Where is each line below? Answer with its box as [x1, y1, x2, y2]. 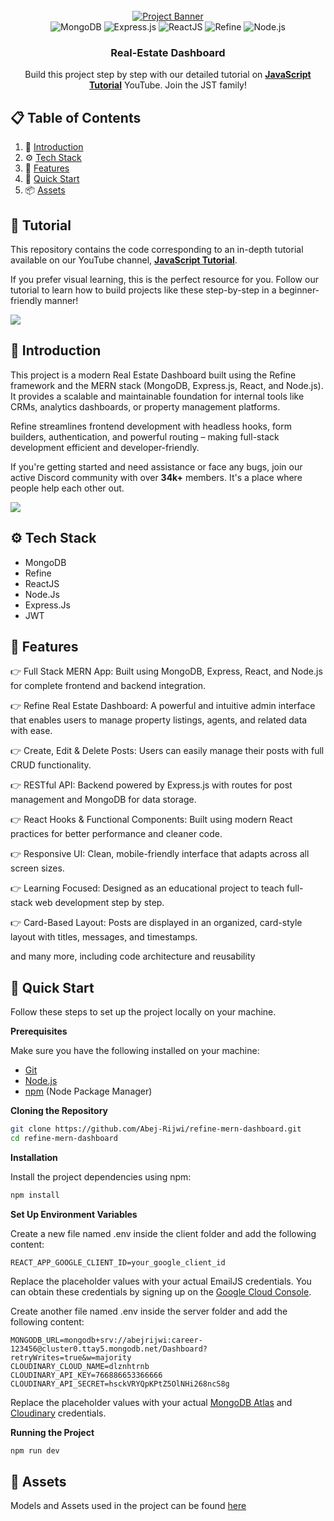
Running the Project [10, 1426, 95, 1438]
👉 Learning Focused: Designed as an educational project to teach [10, 882, 285, 894]
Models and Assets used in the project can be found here [10, 1500, 247, 1512]
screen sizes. [10, 862, 65, 874]
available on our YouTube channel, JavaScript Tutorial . [10, 254, 238, 266]
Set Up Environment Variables [10, 1208, 138, 1220]
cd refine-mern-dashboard [10, 1134, 118, 1144]
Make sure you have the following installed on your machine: [10, 1045, 260, 1057]
